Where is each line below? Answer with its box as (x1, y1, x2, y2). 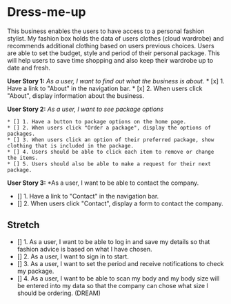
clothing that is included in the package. (7, 142, 134, 149)
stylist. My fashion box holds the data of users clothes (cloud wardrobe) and (7, 34, 224, 42)
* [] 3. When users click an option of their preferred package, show (7, 136, 214, 143)
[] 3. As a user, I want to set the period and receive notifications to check (17, 259, 224, 267)
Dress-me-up (7, 4, 86, 20)
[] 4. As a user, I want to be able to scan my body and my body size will (17, 274, 220, 283)
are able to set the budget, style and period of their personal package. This (7, 49, 221, 57)
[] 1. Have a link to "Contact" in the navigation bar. (17, 192, 159, 200)
